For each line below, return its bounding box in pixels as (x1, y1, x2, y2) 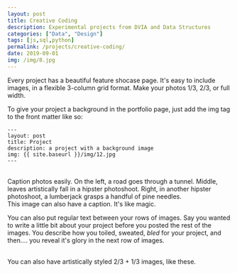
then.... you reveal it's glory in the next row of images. (7, 235, 165, 245)
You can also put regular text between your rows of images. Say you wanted (7, 213, 231, 222)
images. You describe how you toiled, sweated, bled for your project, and (7, 228, 221, 237)
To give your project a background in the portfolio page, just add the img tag (7, 104, 231, 113)
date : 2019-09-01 (7, 50, 59, 57)
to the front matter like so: (7, 112, 83, 121)
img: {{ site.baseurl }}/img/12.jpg (7, 150, 116, 158)
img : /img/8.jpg (7, 57, 55, 64)
